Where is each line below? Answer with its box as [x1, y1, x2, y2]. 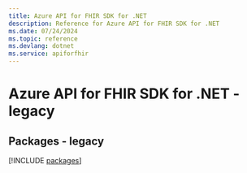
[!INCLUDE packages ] [8, 156, 82, 165]
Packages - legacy [8, 134, 104, 148]
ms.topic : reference [8, 34, 79, 43]
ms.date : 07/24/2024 [8, 27, 79, 35]
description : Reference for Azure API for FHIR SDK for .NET [8, 19, 220, 28]
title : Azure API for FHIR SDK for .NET [8, 11, 148, 20]
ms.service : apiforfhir [8, 50, 89, 58]
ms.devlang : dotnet [8, 42, 75, 50]
